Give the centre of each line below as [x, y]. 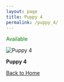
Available [17, 39]
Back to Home [23, 73]
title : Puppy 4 [24, 17]
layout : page [22, 11]
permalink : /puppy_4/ [32, 22]
